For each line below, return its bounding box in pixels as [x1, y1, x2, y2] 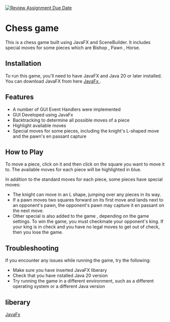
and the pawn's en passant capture [12, 133, 87, 139]
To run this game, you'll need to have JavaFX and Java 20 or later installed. [5, 72, 162, 78]
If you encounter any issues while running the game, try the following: [5, 257, 151, 263]
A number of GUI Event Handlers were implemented [12, 106, 121, 112]
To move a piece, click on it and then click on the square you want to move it [5, 161, 165, 167]
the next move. [12, 208, 44, 214]
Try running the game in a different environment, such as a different [12, 278, 154, 284]
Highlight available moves [12, 122, 67, 129]
